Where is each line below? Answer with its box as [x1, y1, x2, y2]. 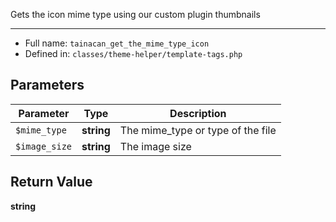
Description [169, 106, 227, 120]
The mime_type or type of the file [119, 123, 277, 137]
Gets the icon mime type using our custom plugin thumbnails [10, 9, 261, 20]
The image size [119, 139, 192, 153]
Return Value [10, 174, 93, 191]
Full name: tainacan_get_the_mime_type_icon [24, 37, 210, 49]
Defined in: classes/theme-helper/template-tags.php [24, 48, 243, 59]
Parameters [10, 77, 85, 94]
